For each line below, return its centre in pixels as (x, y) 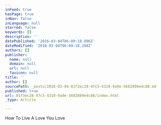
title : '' (15, 77)
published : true (22, 91)
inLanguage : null (23, 23)
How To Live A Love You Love (35, 118)
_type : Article (21, 100)
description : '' (22, 37)
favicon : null (24, 73)
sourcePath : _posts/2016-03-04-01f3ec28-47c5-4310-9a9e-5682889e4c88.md (81, 86)
